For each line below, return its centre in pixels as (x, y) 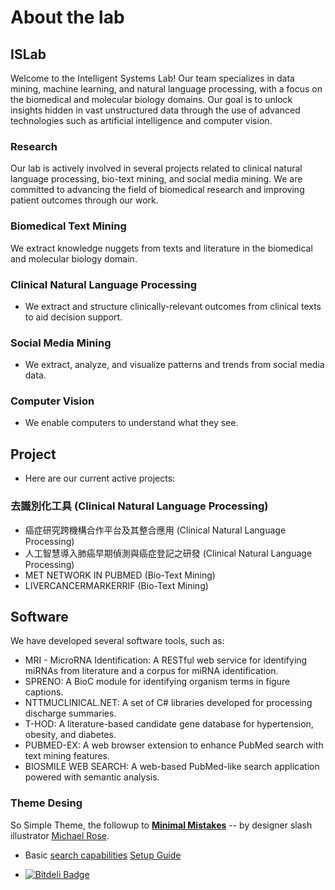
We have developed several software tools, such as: (117, 641)
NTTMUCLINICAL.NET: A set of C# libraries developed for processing (168, 703)
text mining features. (67, 756)
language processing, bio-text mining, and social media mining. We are (156, 179)
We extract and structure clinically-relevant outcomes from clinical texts (173, 306)
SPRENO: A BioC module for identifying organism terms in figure (157, 682)
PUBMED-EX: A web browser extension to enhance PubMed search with (174, 745)
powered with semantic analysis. (92, 777)
